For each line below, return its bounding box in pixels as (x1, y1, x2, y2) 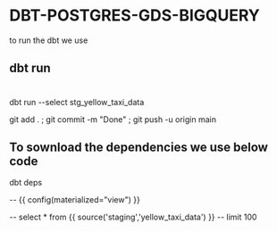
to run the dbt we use (9, 35, 88, 45)
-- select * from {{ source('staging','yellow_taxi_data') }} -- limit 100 (9, 211, 257, 223)
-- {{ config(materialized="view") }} (9, 194, 140, 205)
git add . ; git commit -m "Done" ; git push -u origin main (9, 113, 217, 125)
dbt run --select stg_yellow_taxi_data (9, 96, 145, 107)
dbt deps (9, 177, 43, 188)
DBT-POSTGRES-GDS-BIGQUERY (9, 5, 261, 26)
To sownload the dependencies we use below (9, 139, 268, 154)
